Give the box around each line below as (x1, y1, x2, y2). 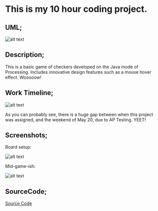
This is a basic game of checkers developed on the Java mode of (5, 63, 139, 70)
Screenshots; (5, 131, 48, 140)
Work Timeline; (5, 89, 53, 97)
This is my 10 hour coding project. (5, 3, 148, 15)
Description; (5, 51, 45, 59)
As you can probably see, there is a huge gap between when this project (5, 111, 154, 117)
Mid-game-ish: (5, 163, 36, 169)
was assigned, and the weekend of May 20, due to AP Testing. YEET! (5, 116, 146, 122)
